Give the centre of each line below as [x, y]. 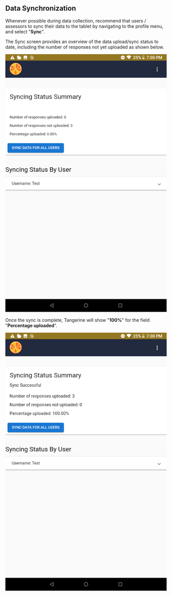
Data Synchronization [41, 8]
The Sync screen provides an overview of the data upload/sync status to [82, 41]
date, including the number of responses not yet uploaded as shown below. [85, 47]
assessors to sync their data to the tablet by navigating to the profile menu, [84, 26]
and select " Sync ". [25, 31]
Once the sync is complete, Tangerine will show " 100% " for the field [78, 320]
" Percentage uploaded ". [31, 326]
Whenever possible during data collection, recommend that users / [76, 20]
